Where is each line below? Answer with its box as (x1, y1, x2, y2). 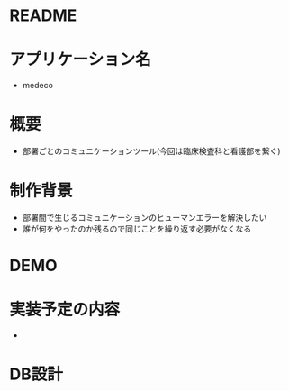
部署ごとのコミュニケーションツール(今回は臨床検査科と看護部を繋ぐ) (22, 146, 281, 157)
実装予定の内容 (9, 299, 121, 320)
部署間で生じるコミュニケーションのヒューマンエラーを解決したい (22, 213, 267, 223)
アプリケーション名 (9, 50, 151, 70)
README (9, 5, 77, 26)
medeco (22, 80, 54, 91)
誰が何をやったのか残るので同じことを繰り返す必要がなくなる (22, 223, 252, 234)
